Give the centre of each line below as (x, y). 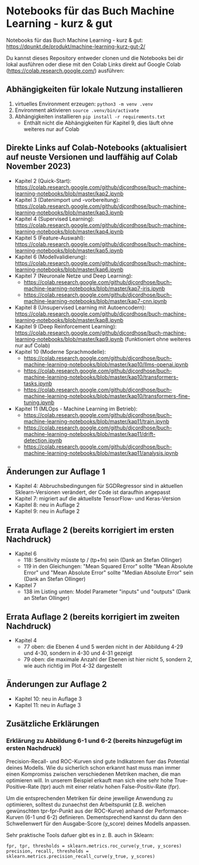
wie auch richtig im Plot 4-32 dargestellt (73, 666)
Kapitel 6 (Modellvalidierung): (51, 257)
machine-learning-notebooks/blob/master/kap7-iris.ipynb (94, 288)
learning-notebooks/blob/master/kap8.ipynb (69, 320)
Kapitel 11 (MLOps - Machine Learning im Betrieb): (76, 409)
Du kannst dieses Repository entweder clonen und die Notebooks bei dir (95, 58)
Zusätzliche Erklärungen (53, 724)
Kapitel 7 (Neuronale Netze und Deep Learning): (74, 276)
